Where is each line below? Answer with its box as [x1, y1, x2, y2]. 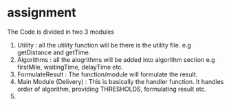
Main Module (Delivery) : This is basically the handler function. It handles [16, 77, 224, 85]
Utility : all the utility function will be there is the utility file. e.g [16, 41, 191, 49]
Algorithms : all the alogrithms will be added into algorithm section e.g [16, 55, 215, 63]
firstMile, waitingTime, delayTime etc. [16, 63, 124, 71]
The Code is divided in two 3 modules [7, 28, 115, 36]
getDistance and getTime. [16, 48, 91, 56]
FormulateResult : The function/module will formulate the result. [16, 70, 198, 78]
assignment [7, 5, 77, 21]
